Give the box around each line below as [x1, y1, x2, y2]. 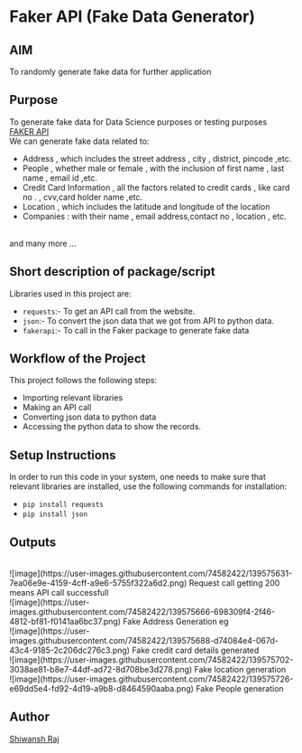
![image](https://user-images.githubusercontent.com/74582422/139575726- [9, 673, 294, 684]
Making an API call [22, 402, 92, 413]
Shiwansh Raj [9, 733, 60, 744]
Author [9, 710, 50, 725]
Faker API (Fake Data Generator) [9, 6, 255, 27]
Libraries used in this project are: [9, 287, 132, 299]
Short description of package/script [9, 264, 215, 279]
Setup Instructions [9, 447, 116, 463]
